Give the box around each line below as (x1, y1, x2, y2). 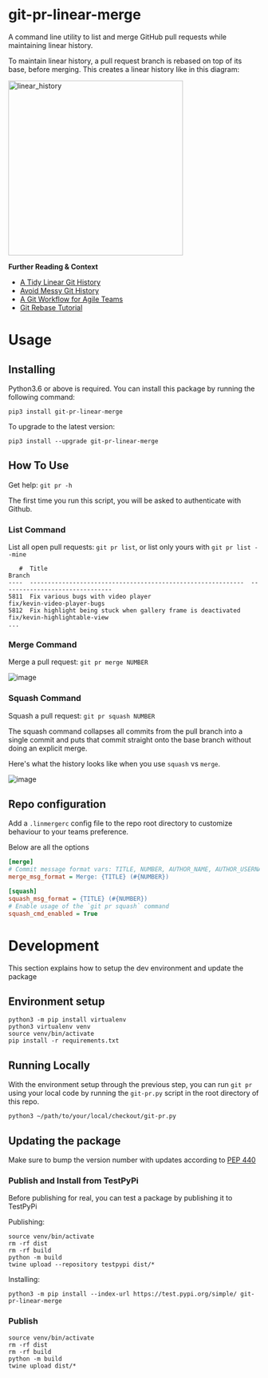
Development (8, 937, 100, 954)
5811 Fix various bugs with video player (8, 593, 152, 601)
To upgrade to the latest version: (8, 421, 116, 431)
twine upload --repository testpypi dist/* (8, 1261, 156, 1268)
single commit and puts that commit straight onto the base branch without (8, 735, 251, 744)
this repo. (8, 1097, 40, 1106)
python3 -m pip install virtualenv (8, 1016, 127, 1024)
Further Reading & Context (8, 261, 98, 271)
